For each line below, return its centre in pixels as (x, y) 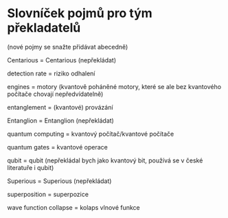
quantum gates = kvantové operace (57, 147)
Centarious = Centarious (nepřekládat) (62, 60)
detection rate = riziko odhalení (51, 73)
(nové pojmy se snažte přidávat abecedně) (68, 47)
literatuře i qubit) (31, 167)
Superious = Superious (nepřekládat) (59, 181)
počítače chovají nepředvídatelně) (55, 94)
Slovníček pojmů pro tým (80, 13)
